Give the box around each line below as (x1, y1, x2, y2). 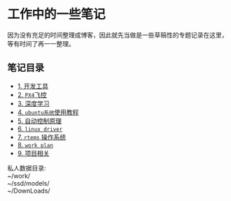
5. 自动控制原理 (17, 117, 62, 125)
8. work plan (17, 140, 54, 149)
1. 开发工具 (17, 82, 49, 90)
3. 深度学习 (17, 99, 50, 107)
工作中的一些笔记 (7, 6, 106, 22)
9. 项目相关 (17, 149, 50, 157)
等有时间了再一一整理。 (7, 39, 75, 47)
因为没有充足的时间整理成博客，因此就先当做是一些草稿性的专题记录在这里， (7, 31, 228, 39)
